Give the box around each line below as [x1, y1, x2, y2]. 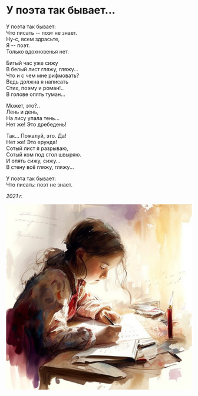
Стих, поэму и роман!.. [6, 84, 64, 91]
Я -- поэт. [6, 42, 31, 49]
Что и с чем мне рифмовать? [6, 72, 80, 79]
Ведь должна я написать [6, 78, 69, 85]
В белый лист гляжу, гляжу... [6, 65, 78, 72]
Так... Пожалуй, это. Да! [6, 132, 67, 139]
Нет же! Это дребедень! [6, 121, 67, 128]
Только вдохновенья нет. [6, 48, 70, 55]
